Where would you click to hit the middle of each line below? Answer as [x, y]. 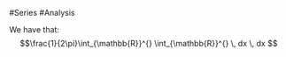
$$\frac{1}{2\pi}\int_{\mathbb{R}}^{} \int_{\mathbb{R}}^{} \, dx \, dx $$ [149, 43]
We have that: [35, 29]
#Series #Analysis [42, 13]
